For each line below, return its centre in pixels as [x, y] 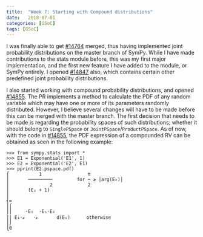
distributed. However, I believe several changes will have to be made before [101, 109]
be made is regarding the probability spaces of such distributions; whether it [102, 123]
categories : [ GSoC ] [31, 23]
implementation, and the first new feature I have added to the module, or [97, 66]
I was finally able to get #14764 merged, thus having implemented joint [95, 46]
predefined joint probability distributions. [57, 78]
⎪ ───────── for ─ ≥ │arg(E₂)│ [65, 180]
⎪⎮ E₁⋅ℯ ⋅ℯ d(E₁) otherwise [58, 218]
